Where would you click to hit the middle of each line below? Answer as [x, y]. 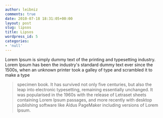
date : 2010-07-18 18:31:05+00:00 [39, 18]
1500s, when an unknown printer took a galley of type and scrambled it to [79, 70]
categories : [17, 41]
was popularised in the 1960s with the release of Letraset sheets [82, 95]
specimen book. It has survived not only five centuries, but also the [84, 84]
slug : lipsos [18, 28]
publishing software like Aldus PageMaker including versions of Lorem [88, 105]
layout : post [18, 23]
